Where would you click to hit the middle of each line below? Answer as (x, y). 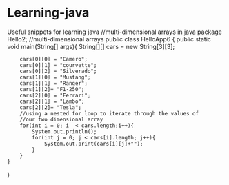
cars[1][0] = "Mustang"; (55, 77)
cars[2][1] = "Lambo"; (52, 101)
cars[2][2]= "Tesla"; (50, 107)
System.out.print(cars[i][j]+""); (93, 144)
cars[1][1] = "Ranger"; (54, 83)
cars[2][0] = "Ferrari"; (55, 95)
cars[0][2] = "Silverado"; (58, 71)
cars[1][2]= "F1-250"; (52, 89)
